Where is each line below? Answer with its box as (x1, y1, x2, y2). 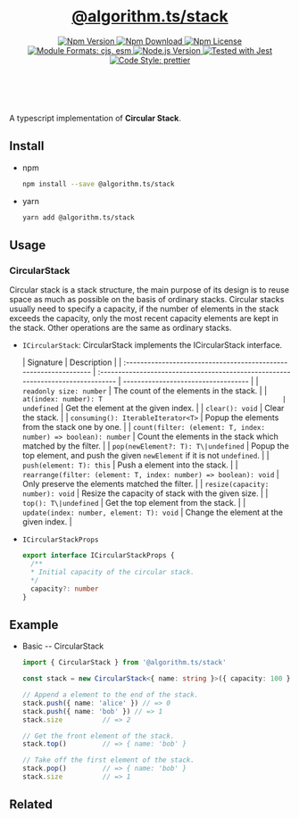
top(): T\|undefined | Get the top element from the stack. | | (21, 498, 246, 508)
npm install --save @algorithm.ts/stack (21, 179, 175, 188)
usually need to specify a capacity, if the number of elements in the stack (9, 303, 279, 314)
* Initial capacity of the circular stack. (30, 567, 195, 576)
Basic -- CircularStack (21, 640, 104, 652)
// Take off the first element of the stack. (21, 756, 195, 764)
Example (9, 617, 59, 632)
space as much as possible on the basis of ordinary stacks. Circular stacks (9, 294, 285, 305)
